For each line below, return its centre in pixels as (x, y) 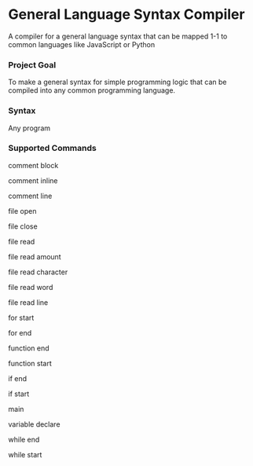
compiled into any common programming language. (92, 90)
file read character (38, 272)
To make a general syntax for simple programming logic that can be (117, 82)
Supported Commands (52, 149)
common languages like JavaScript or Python (82, 44)
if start (19, 394)
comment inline (33, 180)
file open (22, 211)
